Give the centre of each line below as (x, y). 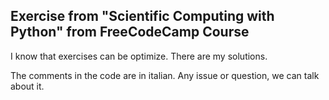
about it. (27, 86)
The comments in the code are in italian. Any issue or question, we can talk (165, 75)
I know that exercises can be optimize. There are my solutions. (139, 56)
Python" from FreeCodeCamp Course (130, 32)
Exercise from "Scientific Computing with (142, 16)
